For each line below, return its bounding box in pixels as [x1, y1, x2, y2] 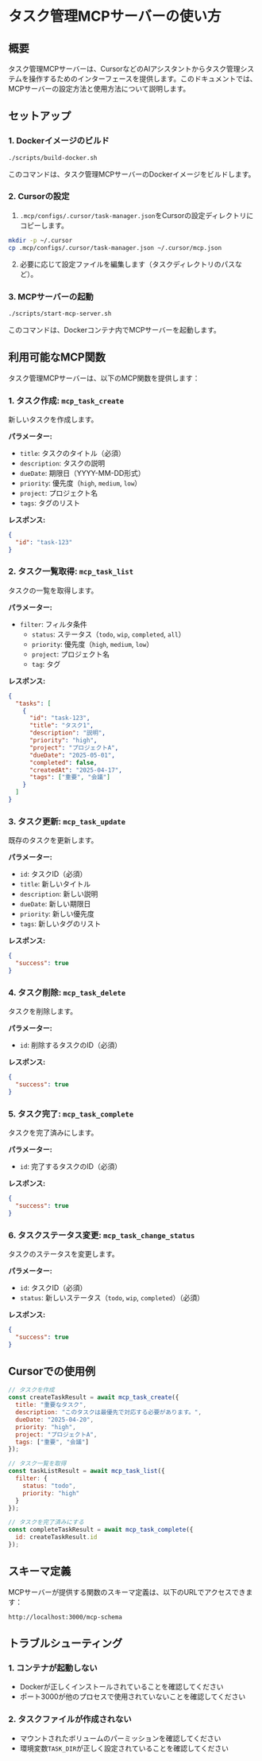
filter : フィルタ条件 [19, 619, 87, 629]
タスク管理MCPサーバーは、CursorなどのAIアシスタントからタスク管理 [8, 64, 241, 73]
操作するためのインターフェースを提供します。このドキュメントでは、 [29, 74, 257, 84]
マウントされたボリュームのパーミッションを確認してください [19, 1733, 222, 1743]
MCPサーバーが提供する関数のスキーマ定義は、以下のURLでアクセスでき [8, 1587, 246, 1596]
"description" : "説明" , [29, 729, 106, 737]
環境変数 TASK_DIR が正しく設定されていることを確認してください [19, 1743, 229, 1753]
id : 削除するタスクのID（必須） [19, 1040, 121, 1050]
